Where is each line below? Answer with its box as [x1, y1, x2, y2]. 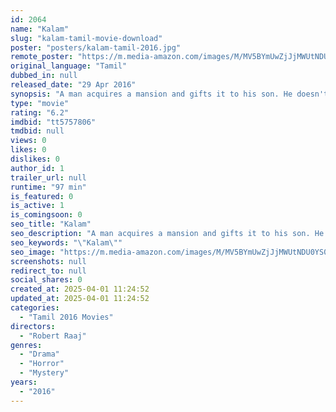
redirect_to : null [10, 266, 87, 276]
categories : [10, 303, 60, 313]
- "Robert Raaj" [19, 331, 87, 341]
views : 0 [10, 136, 47, 146]
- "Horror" [19, 359, 65, 369]
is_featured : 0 [10, 191, 74, 201]
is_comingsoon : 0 [10, 210, 83, 220]
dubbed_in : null [10, 71, 78, 81]
